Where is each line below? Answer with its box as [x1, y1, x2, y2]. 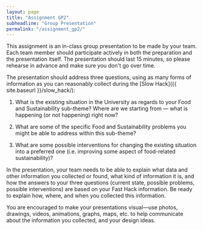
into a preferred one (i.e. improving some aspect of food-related [15, 148, 176, 155]
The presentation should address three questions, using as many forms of [6, 74, 191, 81]
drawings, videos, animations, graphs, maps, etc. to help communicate [6, 211, 184, 218]
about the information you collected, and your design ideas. [6, 217, 156, 224]
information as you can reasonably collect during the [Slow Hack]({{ [6, 80, 177, 88]
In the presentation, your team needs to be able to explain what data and [6, 166, 188, 173]
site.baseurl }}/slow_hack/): [6, 86, 75, 94]
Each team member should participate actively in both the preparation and [6, 49, 193, 57]
